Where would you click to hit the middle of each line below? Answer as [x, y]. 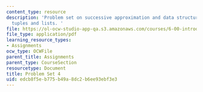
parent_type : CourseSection [42, 62]
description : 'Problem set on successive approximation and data [90, 18]
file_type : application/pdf [42, 34]
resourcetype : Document [36, 68]
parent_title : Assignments [40, 57]
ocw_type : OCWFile [29, 51]
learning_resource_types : [39, 40]
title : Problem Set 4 [34, 74]
